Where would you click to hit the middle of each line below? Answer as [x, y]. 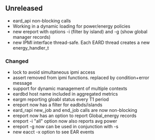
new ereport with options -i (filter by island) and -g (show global [80, 31]
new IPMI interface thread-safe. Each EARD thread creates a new [81, 42]
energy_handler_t [31, 48]
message [22, 83]
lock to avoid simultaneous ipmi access [54, 72]
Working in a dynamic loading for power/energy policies [71, 26]
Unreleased [24, 8]
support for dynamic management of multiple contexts [70, 88]
